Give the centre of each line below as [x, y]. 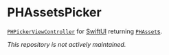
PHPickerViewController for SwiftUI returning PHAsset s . [85, 31]
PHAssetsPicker [54, 13]
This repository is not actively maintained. [67, 44]
